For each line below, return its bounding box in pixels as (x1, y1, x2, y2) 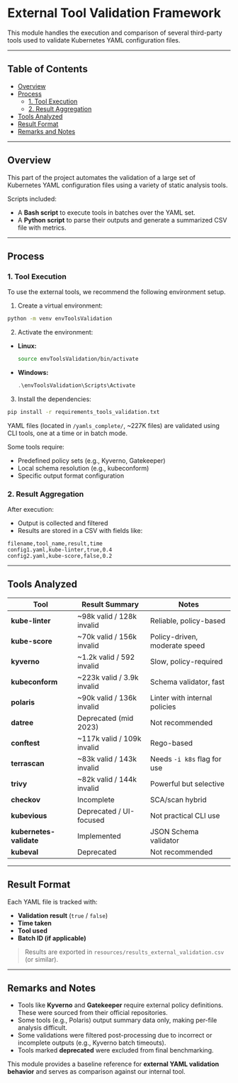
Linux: (17, 342, 37, 350)
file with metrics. (17, 223, 67, 232)
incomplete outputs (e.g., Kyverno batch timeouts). (17, 1038, 166, 1047)
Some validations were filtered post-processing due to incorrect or (17, 1031, 212, 1040)
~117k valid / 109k (76, 734, 142, 743)
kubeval (11, 847, 39, 857)
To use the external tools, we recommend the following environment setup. (7, 288, 226, 296)
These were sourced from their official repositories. (17, 1009, 168, 1017)
